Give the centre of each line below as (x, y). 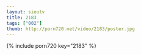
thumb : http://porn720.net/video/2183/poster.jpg (71, 29)
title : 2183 (21, 18)
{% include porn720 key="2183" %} (51, 46)
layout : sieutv (26, 12)
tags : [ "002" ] (24, 23)
